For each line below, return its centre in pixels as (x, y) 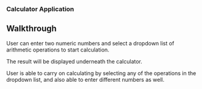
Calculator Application (40, 9)
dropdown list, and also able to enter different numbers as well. (85, 79)
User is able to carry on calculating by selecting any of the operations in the (101, 73)
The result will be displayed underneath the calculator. (75, 61)
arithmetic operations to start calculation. (58, 50)
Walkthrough (31, 29)
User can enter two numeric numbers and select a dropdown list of (90, 43)
